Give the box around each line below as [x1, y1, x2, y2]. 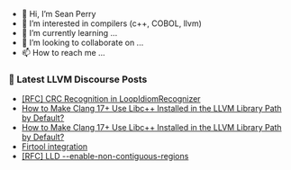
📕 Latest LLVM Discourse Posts [8, 73, 148, 85]
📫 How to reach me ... [21, 48, 105, 58]
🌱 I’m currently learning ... [21, 28, 118, 38]
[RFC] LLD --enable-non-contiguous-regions [21, 151, 189, 162]
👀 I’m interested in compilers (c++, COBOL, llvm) [21, 18, 202, 29]
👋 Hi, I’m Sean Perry [21, 9, 96, 19]
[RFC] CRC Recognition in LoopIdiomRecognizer [21, 94, 201, 104]
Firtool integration [21, 141, 88, 152]
